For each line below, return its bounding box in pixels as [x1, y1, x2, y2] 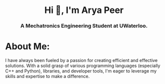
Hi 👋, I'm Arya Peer [44, 4, 124, 16]
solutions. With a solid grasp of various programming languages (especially [5, 62, 160, 69]
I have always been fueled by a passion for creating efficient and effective [5, 57, 158, 63]
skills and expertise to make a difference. [5, 73, 90, 79]
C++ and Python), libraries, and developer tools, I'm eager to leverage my [5, 68, 157, 74]
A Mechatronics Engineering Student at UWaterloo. [20, 22, 148, 29]
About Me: [5, 41, 50, 52]
